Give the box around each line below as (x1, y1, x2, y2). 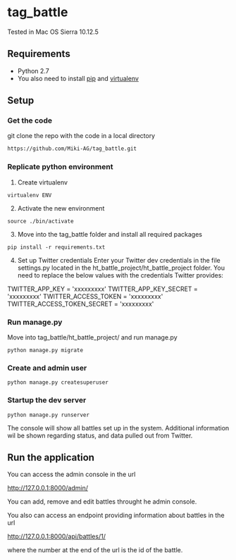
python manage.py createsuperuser (7, 379, 109, 386)
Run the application (7, 452, 95, 463)
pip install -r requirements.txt (7, 244, 106, 251)
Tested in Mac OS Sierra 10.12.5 (7, 27, 99, 36)
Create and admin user (7, 363, 87, 373)
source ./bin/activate (7, 218, 74, 225)
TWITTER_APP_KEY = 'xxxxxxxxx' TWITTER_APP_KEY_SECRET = (7, 285, 199, 293)
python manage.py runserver (7, 411, 90, 418)
